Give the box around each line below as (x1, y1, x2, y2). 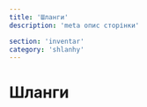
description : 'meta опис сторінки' (9, 21, 140, 30)
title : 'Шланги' (9, 12, 69, 22)
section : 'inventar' (9, 37, 85, 46)
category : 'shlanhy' (9, 45, 85, 53)
